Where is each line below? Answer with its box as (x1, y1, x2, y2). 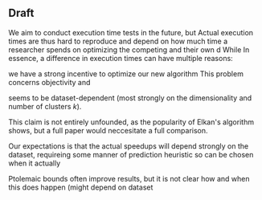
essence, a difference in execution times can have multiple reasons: (8, 53, 233, 63)
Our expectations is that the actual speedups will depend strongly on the (8, 141, 249, 151)
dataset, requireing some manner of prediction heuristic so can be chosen (8, 149, 254, 159)
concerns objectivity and (8, 77, 91, 87)
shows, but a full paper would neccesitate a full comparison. (8, 125, 208, 135)
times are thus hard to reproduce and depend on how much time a (8, 36, 228, 46)
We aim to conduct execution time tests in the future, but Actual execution (8, 27, 254, 37)
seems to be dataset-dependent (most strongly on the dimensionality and (8, 92, 252, 103)
